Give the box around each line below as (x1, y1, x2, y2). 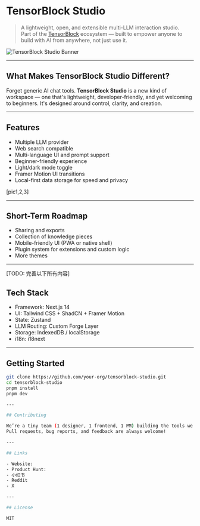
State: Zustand (14, 316, 51, 324)
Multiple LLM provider (14, 139, 69, 146)
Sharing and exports (14, 227, 65, 234)
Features (6, 122, 40, 133)
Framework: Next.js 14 (14, 303, 70, 311)
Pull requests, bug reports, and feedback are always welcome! (6, 429, 167, 435)
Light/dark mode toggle (14, 164, 73, 171)
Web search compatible (14, 144, 73, 152)
